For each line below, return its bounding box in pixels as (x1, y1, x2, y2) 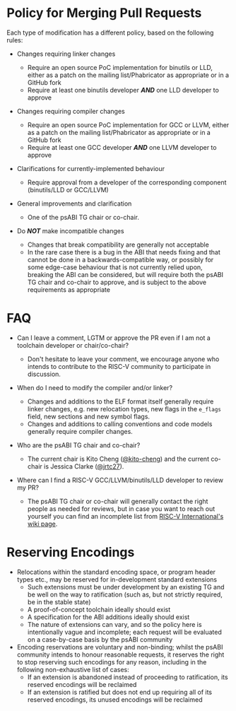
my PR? (16, 483, 40, 492)
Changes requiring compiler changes (16, 107, 125, 115)
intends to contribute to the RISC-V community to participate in (27, 362, 211, 370)
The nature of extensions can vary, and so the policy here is (27, 620, 202, 628)
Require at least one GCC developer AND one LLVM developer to (27, 143, 217, 151)
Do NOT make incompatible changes (16, 226, 124, 235)
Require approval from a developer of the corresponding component (27, 178, 227, 187)
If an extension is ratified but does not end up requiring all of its (27, 688, 213, 696)
